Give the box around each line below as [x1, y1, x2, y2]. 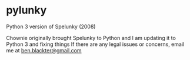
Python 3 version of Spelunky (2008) [6, 23, 96, 30]
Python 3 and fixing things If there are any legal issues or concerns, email [6, 41, 185, 48]
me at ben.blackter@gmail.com [6, 46, 82, 54]
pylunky [6, 4, 47, 17]
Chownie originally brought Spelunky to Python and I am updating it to [6, 34, 176, 41]
